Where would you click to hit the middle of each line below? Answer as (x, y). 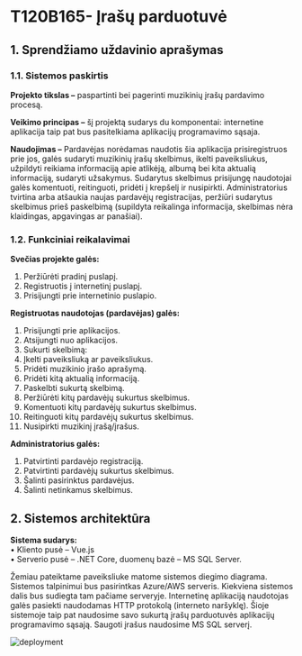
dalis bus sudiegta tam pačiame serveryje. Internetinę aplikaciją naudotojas (150, 596)
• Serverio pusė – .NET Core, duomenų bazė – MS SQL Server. (126, 559)
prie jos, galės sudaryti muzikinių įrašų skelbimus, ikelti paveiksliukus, (139, 159)
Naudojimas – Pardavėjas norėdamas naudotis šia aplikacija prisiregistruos (149, 149)
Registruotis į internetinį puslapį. (83, 287)
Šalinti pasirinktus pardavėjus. (79, 480)
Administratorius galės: (55, 444)
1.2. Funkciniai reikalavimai (70, 239)
